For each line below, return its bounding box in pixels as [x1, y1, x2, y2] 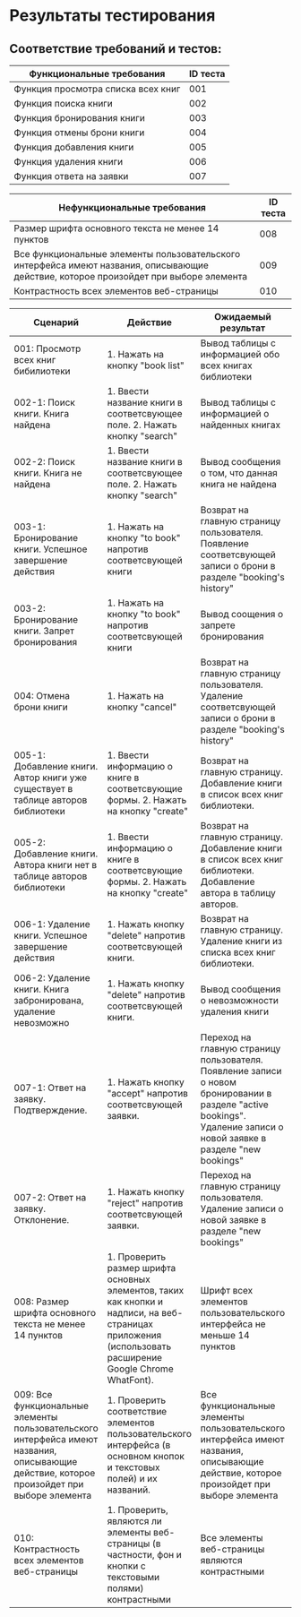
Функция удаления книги [13, 156, 124, 168]
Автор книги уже [13, 771, 88, 784]
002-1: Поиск [13, 396, 76, 409]
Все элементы [200, 1532, 263, 1544]
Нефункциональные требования [57, 202, 206, 213]
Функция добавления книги [13, 141, 134, 153]
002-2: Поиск [13, 456, 76, 468]
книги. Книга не [13, 467, 82, 479]
